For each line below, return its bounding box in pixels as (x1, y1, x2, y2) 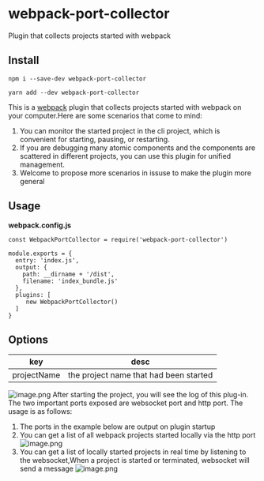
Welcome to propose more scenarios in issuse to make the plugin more (19, 167, 251, 178)
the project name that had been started (68, 370, 213, 381)
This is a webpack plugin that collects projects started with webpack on (8, 102, 242, 111)
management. (19, 160, 66, 169)
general (19, 176, 45, 186)
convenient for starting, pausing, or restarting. (19, 134, 170, 144)
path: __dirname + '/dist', (22, 270, 115, 278)
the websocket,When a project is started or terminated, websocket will (19, 456, 251, 465)
